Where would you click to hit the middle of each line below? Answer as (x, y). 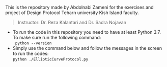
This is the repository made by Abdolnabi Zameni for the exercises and (79, 7)
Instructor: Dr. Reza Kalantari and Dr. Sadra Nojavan (72, 22)
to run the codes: (31, 53)
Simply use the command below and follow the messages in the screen (87, 48)
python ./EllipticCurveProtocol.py (50, 59)
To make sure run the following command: (57, 38)
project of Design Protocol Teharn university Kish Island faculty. (72, 13)
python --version (33, 43)
